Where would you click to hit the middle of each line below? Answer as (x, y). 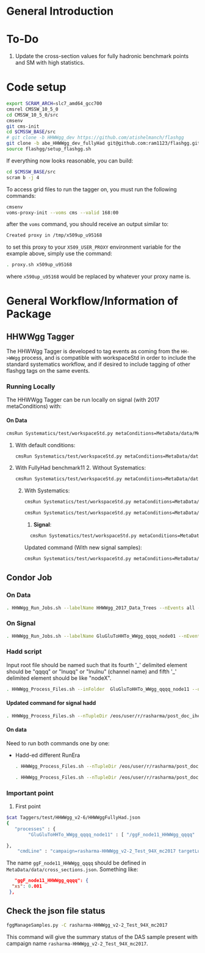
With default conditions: (45, 445)
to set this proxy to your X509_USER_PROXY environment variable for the (94, 247)
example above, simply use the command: (59, 254)
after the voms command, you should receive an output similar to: (88, 224)
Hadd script (24, 652)
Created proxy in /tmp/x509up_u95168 (54, 236)
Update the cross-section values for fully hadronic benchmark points (102, 56)
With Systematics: (47, 491)
